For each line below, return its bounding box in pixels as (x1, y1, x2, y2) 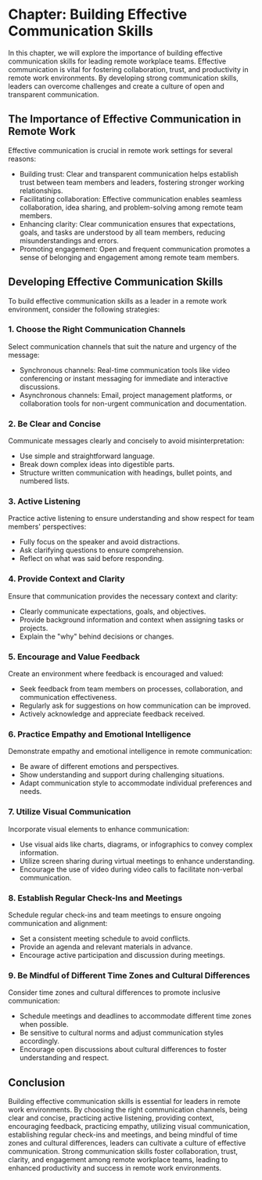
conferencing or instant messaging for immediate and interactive (19, 373, 228, 383)
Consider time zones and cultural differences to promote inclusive (8, 988, 221, 997)
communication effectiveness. (19, 693, 117, 702)
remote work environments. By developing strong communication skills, (8, 73, 239, 82)
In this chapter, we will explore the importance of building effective (8, 48, 223, 57)
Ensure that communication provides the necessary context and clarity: (8, 591, 239, 601)
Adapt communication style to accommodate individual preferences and (19, 778, 253, 788)
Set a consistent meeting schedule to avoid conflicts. (19, 934, 190, 943)
